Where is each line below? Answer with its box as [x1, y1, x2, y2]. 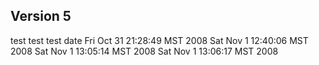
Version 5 [10, 8, 72, 25]
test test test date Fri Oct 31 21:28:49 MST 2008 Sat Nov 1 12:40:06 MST [10, 34, 309, 46]
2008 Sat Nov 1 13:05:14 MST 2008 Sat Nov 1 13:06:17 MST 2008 [10, 45, 279, 57]
